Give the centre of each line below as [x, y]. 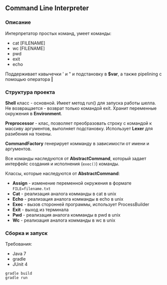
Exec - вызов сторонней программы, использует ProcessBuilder [81, 204]
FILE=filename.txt [31, 189]
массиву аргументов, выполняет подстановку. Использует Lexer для [79, 128]
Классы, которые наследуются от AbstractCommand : [63, 173]
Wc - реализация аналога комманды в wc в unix [64, 220]
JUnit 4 [20, 265]
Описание [18, 22]
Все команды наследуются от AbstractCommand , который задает [76, 158]
